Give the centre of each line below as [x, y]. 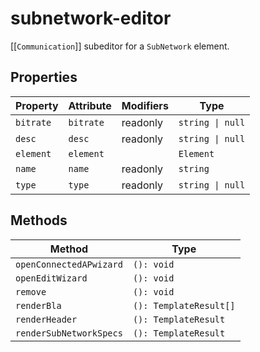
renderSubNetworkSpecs [69, 333]
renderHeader [46, 319]
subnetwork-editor [91, 18]
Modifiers [145, 105]
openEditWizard [51, 278]
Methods [39, 220]
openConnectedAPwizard [69, 264]
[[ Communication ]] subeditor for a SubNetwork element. [120, 46]
